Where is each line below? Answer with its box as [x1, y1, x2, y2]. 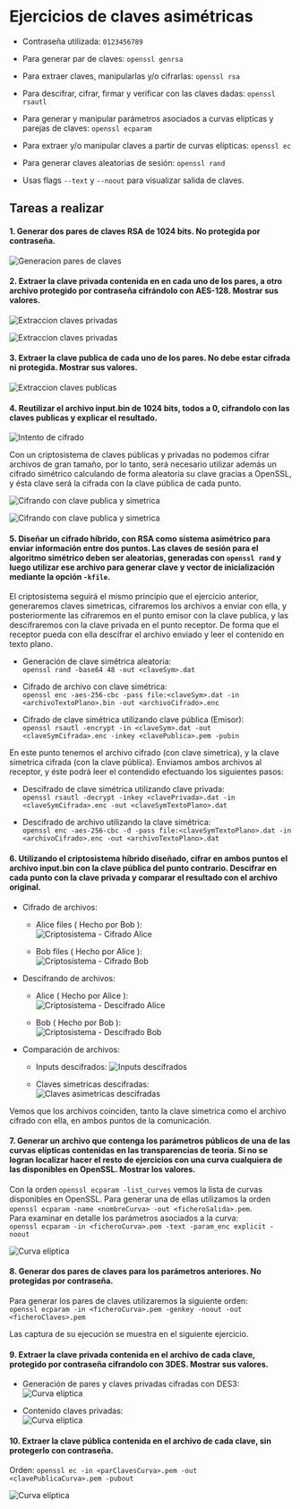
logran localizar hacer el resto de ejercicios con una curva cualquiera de [9, 1154, 283, 1166]
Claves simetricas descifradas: [35, 1078, 150, 1090]
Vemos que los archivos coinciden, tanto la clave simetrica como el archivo [9, 1105, 287, 1117]
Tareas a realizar [9, 201, 105, 216]
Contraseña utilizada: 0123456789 [21, 36, 143, 47]
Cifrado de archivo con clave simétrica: [21, 681, 167, 692]
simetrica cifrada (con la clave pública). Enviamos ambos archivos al [9, 757, 262, 768]
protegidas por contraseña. [9, 1275, 114, 1287]
